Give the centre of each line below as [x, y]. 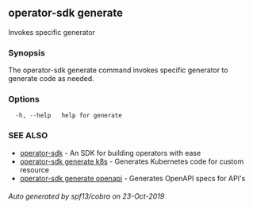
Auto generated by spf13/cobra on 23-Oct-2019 [86, 196]
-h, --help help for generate [69, 116]
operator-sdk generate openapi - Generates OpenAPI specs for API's [132, 178]
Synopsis [27, 52]
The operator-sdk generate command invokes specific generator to [118, 70]
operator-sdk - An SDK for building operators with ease [110, 153]
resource [34, 169]
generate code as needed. [52, 79]
